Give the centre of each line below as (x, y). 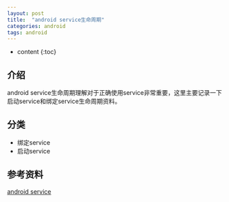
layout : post (26, 13)
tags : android (27, 32)
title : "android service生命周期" (56, 20)
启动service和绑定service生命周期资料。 (64, 101)
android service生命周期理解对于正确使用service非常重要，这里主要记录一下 (114, 93)
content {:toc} (37, 52)
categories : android (37, 26)
